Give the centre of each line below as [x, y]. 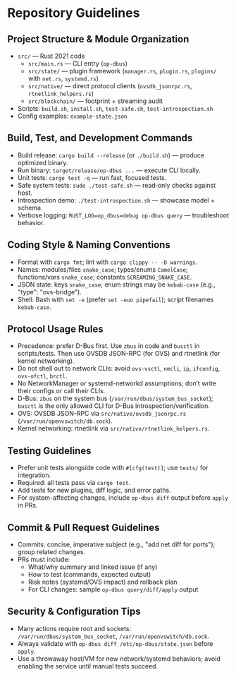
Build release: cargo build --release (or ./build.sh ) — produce [111, 155]
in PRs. [27, 505]
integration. [34, 475]
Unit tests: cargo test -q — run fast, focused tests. [92, 177]
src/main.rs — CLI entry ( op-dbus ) [78, 64]
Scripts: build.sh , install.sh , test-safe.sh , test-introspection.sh [115, 108]
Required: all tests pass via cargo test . [74, 483]
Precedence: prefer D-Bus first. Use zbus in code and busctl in [108, 346]
